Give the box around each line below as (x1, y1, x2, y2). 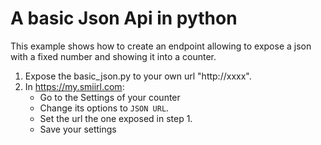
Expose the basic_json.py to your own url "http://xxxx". (24, 70, 252, 82)
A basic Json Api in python (10, 7, 238, 30)
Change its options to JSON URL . (39, 102, 170, 114)
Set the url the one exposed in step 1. (39, 112, 193, 124)
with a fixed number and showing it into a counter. (10, 50, 217, 62)
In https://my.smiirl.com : (24, 80, 125, 92)
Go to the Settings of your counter (39, 91, 181, 103)
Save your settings (39, 123, 117, 135)
